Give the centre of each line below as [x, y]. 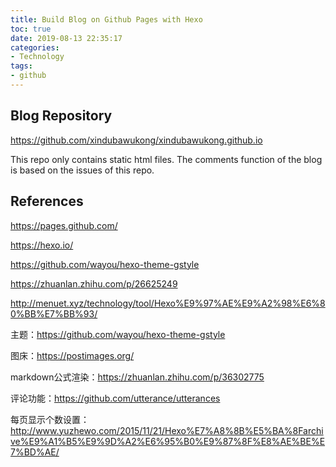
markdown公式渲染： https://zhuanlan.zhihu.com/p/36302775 [137, 377]
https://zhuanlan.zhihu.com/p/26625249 [94, 283]
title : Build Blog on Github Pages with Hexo [106, 19]
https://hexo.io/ [42, 245]
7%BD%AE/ [35, 452]
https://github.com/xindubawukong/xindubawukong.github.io [136, 140]
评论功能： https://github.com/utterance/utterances [115, 398]
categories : [35, 47]
